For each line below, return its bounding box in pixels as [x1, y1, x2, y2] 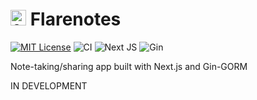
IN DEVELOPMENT [10, 79, 88, 92]
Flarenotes [29, 8, 122, 31]
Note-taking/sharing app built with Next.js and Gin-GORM [10, 60, 248, 72]
